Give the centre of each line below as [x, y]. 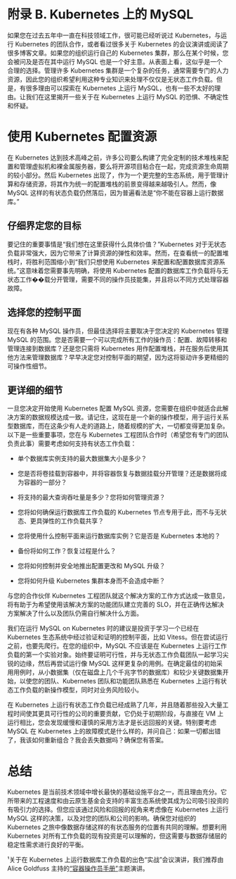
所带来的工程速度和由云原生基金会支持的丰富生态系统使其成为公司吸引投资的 [118, 801]
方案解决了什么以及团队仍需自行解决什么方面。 [75, 614]
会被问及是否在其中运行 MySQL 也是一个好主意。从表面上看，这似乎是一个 [115, 61]
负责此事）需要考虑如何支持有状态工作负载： [72, 443]
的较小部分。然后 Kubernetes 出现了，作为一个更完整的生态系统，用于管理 [115, 175]
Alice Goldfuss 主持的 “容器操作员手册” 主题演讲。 [78, 868]
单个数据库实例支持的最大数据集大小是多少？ [82, 459]
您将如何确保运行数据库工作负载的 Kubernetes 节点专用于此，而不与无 [119, 512]
